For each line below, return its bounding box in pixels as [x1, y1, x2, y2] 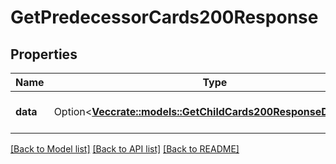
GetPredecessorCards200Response [10, 6, 319, 29]
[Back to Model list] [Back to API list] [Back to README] [10, 143, 240, 155]
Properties [10, 46, 78, 63]
